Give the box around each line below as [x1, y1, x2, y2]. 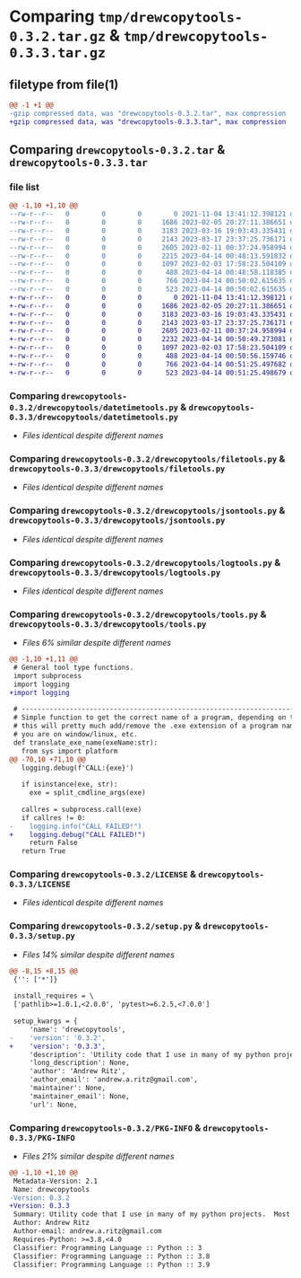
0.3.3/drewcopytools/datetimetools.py [9, 411, 179, 422]
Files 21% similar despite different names [21, 1150, 175, 1161]
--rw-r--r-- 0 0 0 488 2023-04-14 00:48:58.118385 [9, 268, 287, 278]
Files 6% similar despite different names [21, 638, 172, 648]
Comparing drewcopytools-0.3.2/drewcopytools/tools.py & [9, 608, 267, 621]
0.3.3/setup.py [9, 931, 76, 941]
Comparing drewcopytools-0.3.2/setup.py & [9, 920, 202, 932]
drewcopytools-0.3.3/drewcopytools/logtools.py [9, 568, 221, 577]
